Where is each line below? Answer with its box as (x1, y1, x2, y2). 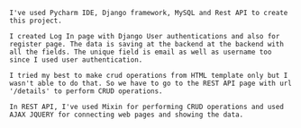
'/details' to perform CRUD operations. (9, 87, 164, 96)
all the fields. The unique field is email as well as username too (9, 47, 272, 56)
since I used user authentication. (9, 55, 143, 64)
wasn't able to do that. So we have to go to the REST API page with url (9, 79, 293, 88)
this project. (9, 16, 63, 25)
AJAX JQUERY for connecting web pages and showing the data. (9, 110, 244, 119)
